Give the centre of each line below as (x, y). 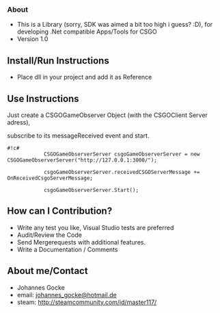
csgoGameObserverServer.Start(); (91, 190)
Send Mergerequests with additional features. (81, 242)
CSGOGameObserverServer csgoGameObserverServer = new (122, 154)
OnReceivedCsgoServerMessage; (50, 178)
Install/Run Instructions (58, 61)
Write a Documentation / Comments (67, 249)
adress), (19, 122)
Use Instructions (43, 98)
